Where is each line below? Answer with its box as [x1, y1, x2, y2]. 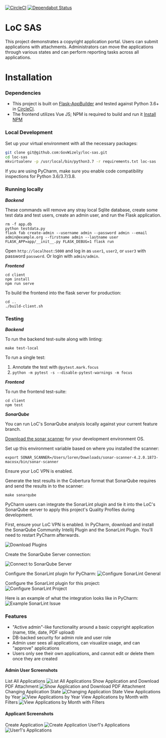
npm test [5, 403, 23, 408]
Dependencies [5, 89, 41, 96]
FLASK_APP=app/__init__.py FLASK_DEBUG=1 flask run [5, 239, 114, 244]
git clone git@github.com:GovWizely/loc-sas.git [5, 150, 108, 155]
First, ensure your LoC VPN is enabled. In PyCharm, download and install [5, 521, 154, 527]
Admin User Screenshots [5, 667, 58, 673]
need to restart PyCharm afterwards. [5, 532, 80, 538]
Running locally [5, 186, 44, 193]
